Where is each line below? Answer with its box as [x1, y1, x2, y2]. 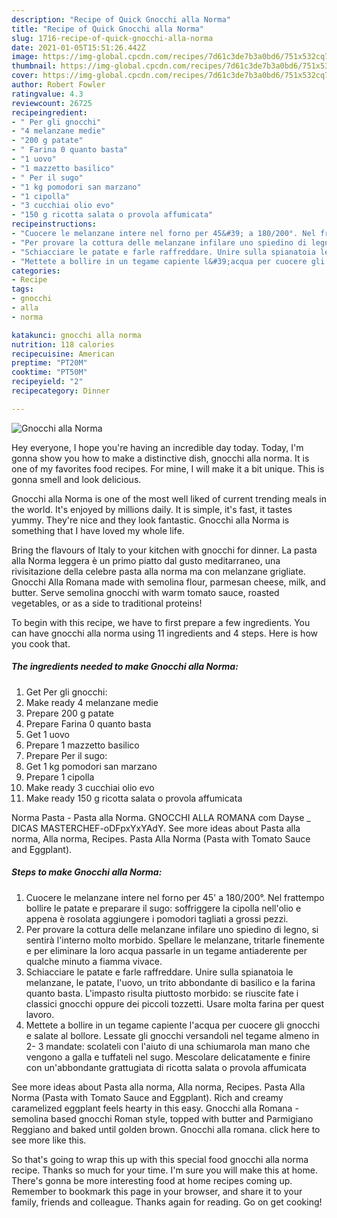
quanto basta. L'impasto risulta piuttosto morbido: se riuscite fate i [25, 987, 299, 999]
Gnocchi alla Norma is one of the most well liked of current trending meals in [11, 492, 327, 505]
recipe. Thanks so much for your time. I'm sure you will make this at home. [11, 1164, 318, 1176]
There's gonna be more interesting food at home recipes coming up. [11, 1174, 293, 1186]
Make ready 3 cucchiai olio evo [25, 781, 155, 793]
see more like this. [11, 1134, 87, 1146]
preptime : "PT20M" [11, 358, 88, 368]
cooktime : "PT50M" [11, 367, 88, 378]
